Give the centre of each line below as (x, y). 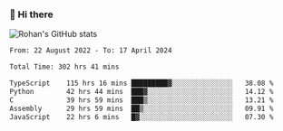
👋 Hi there (32, 14)
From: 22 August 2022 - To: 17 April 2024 (91, 51)
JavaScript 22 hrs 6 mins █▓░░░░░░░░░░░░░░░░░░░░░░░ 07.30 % (141, 117)
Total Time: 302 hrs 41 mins (64, 67)
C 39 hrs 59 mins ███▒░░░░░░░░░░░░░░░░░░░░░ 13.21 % (141, 100)
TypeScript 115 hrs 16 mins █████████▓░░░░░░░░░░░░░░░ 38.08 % (141, 84)
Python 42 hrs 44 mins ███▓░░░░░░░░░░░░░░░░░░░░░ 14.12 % (141, 91)
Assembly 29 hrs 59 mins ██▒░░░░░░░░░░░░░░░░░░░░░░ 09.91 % (141, 108)
